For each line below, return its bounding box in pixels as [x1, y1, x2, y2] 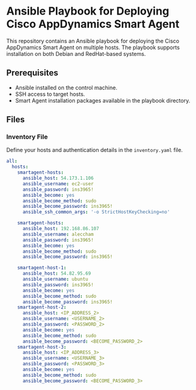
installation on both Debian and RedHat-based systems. [6, 50, 146, 57]
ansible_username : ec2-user [22, 180, 94, 186]
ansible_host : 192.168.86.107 [22, 226, 99, 232]
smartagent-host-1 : [17, 265, 67, 271]
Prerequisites [6, 68, 58, 78]
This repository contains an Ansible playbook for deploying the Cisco [6, 37, 180, 44]
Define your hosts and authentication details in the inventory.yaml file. [6, 146, 183, 154]
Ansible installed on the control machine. [15, 84, 117, 91]
